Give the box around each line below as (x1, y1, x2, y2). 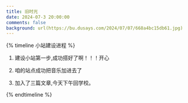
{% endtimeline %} (6, 91, 52, 98)
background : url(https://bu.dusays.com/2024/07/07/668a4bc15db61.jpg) (6, 25, 183, 31)
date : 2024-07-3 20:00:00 (6, 14, 70, 20)
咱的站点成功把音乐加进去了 (14, 67, 83, 74)
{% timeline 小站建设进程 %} (6, 42, 75, 49)
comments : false (6, 19, 46, 25)
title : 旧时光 (6, 8, 38, 15)
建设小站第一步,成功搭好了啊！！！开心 (14, 54, 110, 62)
